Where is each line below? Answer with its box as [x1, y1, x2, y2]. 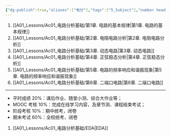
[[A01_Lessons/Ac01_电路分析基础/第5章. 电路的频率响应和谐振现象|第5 [12, 67, 162, 73]
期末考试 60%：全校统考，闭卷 [12, 114, 78, 120]
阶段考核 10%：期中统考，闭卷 [12, 107, 77, 114]
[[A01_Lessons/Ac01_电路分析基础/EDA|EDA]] [12, 125, 108, 131]
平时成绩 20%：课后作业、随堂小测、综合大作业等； [12, 95, 122, 101]
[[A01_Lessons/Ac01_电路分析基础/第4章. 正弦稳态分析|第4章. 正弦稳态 [12, 54, 160, 60]
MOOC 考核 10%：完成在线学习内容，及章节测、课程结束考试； [12, 101, 146, 107]
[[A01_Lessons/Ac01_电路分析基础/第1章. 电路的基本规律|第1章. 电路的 [12, 22, 159, 28]
